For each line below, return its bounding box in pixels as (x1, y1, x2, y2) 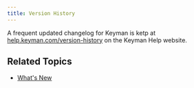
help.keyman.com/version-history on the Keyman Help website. (7, 35, 188, 44)
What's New (17, 74, 52, 82)
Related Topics (7, 56, 72, 68)
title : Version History (7, 10, 76, 17)
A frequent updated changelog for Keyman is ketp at (7, 29, 156, 37)
